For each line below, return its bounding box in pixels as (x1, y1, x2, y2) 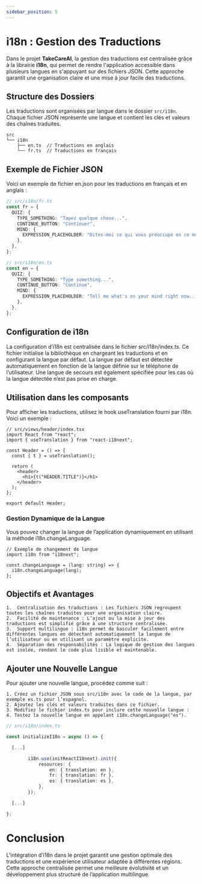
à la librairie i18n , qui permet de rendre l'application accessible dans (6, 61, 176, 68)
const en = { (6, 265, 39, 272)
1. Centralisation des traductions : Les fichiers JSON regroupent (6, 605, 182, 611)
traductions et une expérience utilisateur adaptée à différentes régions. (6, 857, 182, 865)
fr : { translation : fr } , (49, 772, 114, 778)
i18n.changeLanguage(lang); (11, 567, 82, 573)
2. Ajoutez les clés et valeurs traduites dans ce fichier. (6, 702, 161, 708)
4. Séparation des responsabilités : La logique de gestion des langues (6, 642, 195, 648)
